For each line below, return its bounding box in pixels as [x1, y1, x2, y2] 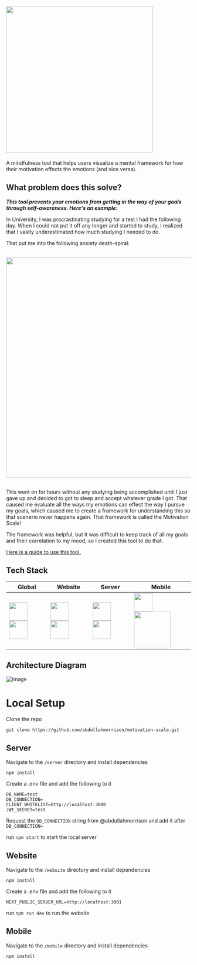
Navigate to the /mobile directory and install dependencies [6, 942, 148, 949]
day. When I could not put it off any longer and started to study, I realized [6, 222, 183, 229]
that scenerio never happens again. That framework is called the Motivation [6, 513, 189, 520]
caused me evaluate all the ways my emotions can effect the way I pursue [6, 501, 185, 508]
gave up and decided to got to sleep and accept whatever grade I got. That [6, 494, 188, 501]
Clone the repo [6, 716, 42, 723]
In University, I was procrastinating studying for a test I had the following [6, 216, 181, 223]
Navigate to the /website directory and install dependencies [6, 866, 151, 873]
